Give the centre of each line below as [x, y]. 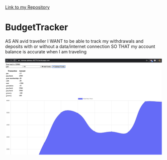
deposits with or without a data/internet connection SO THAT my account [80, 46]
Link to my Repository [27, 7]
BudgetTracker [37, 27]
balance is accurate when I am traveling [46, 51]
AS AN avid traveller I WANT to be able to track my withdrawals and [74, 41]
